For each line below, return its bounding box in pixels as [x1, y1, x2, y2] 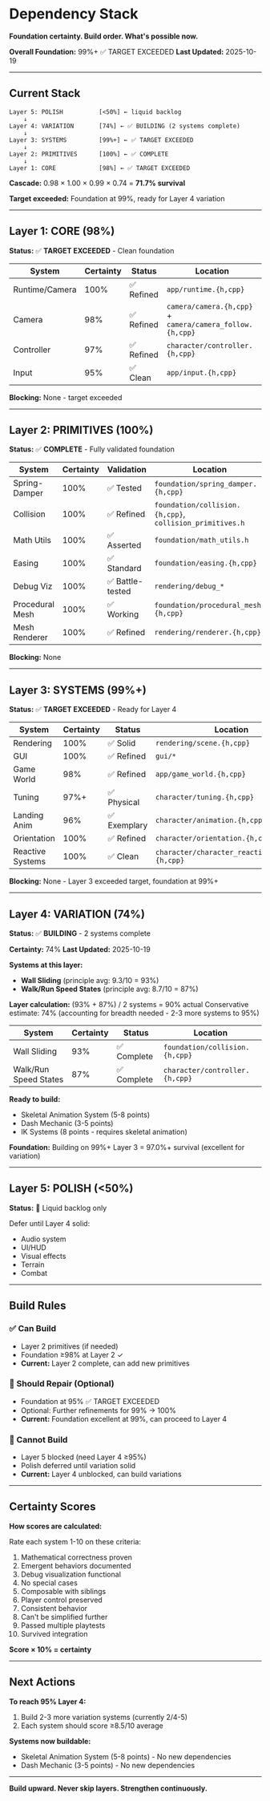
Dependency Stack [9, 5, 139, 23]
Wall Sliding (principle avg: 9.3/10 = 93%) [20, 976, 159, 985]
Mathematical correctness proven [20, 1552, 133, 1562]
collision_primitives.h [154, 519, 245, 528]
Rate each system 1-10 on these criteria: [9, 1536, 141, 1546]
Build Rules [9, 1299, 66, 1313]
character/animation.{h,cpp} [155, 816, 267, 825]
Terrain [20, 1260, 45, 1269]
